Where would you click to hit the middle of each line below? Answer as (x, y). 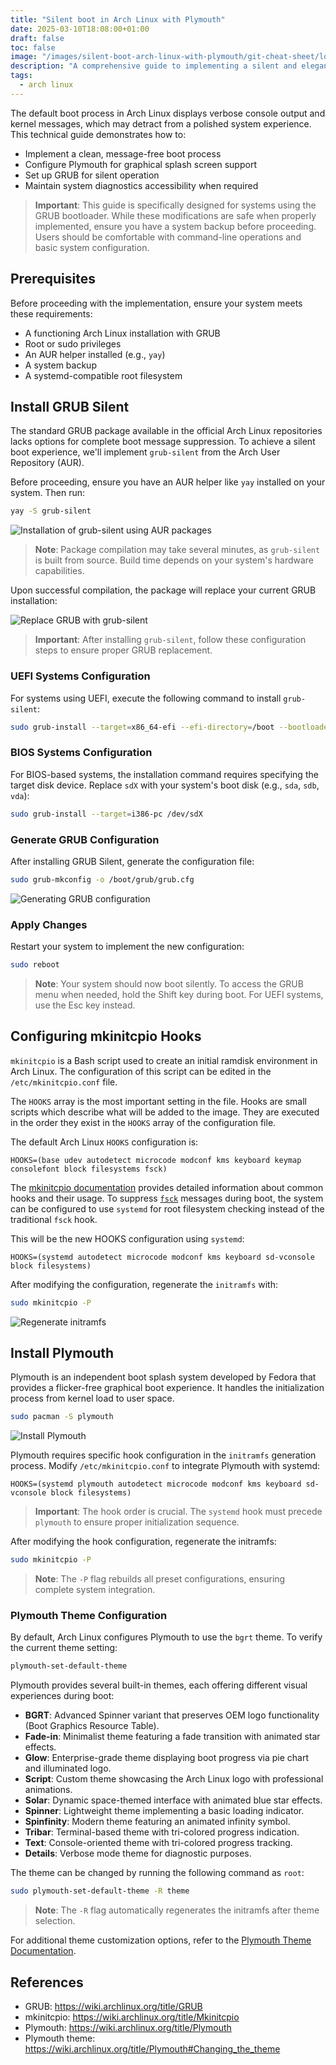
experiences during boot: (62, 1696)
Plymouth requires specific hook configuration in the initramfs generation (163, 1455)
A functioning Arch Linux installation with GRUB (122, 333)
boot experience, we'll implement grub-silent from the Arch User (145, 452)
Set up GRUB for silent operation (92, 175)
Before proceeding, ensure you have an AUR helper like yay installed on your (168, 482)
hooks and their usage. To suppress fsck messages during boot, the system (167, 1198)
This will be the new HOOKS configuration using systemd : (127, 1238)
